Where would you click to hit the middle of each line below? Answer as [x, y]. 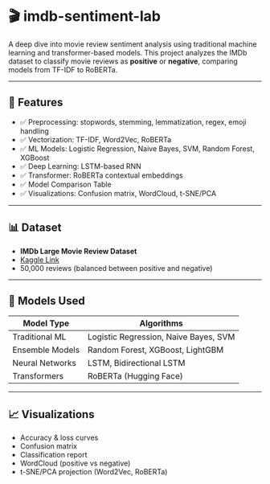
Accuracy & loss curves [59, 438]
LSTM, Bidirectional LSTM [136, 363]
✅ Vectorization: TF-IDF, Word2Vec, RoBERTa [96, 139]
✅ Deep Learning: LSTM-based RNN [81, 166]
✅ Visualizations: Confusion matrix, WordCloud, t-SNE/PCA [118, 193]
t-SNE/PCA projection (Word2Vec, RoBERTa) [94, 472]
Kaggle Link [39, 260]
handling [35, 131]
